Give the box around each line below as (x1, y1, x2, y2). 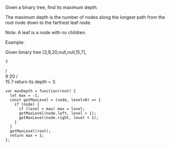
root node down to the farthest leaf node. (5, 20, 92, 25)
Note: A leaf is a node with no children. (5, 30, 87, 35)
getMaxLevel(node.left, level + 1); (18, 111, 96, 116)
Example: (5, 39, 25, 45)
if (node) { (14, 102, 40, 107)
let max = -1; (10, 93, 40, 98)
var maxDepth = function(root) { (5, 89, 76, 94)
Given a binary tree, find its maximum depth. (5, 5, 98, 10)
